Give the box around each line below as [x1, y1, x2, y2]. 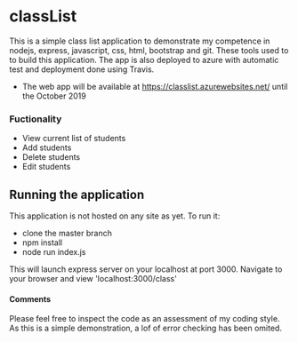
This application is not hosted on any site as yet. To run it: [9, 211, 221, 221]
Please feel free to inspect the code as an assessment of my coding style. [9, 314, 280, 324]
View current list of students [21, 133, 126, 144]
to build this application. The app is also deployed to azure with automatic [9, 54, 279, 65]
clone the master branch [21, 228, 113, 239]
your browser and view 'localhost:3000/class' [9, 274, 178, 284]
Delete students [21, 152, 81, 163]
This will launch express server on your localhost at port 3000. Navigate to [9, 264, 283, 274]
